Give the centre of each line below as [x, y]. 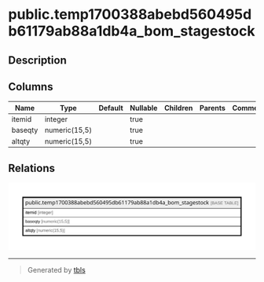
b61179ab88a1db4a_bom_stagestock [132, 31]
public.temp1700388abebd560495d [130, 15]
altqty [21, 141]
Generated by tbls [57, 270]
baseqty [25, 130]
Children [178, 108]
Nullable [143, 108]
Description [37, 60]
